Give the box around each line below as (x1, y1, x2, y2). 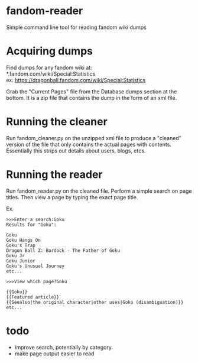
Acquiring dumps (6, 44, 93, 58)
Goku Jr (6, 252, 25, 258)
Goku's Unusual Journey (6, 263, 65, 269)
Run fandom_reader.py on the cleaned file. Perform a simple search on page (6, 187, 192, 195)
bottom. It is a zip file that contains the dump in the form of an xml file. (6, 94, 177, 101)
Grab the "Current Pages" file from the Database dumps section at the (6, 87, 177, 95)
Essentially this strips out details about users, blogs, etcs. (6, 147, 146, 154)
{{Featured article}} (6, 294, 60, 300)
